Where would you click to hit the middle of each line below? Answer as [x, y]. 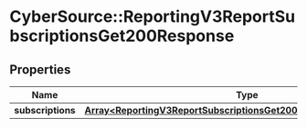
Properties [40, 69]
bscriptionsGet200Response [122, 36]
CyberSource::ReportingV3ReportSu [153, 17]
